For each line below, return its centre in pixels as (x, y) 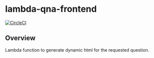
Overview (20, 38)
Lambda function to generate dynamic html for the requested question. (77, 50)
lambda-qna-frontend (51, 9)
